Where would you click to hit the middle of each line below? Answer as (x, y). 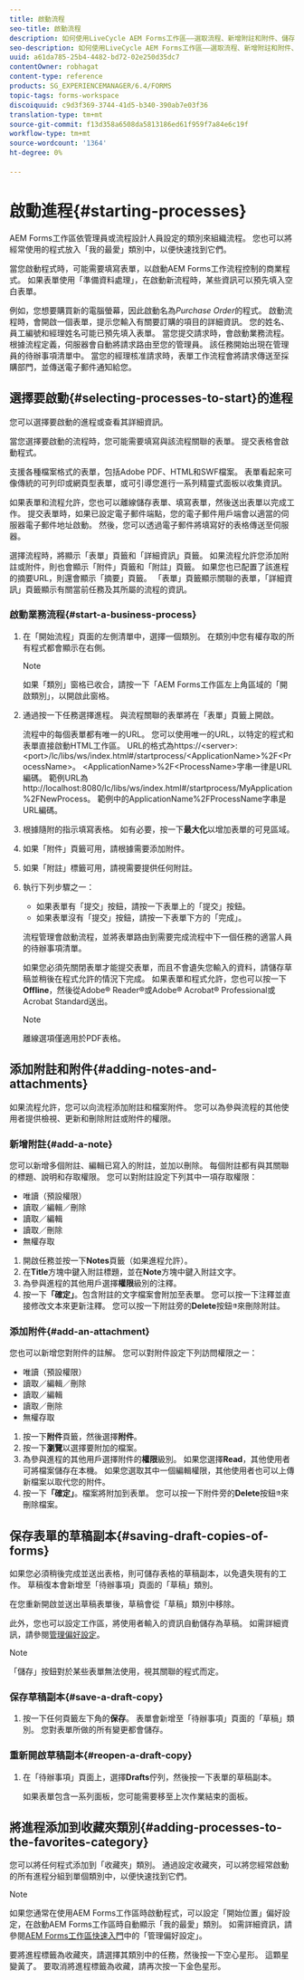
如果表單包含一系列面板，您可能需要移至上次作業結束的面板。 (138, 1796)
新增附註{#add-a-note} (61, 1143)
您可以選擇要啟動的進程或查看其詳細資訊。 (89, 422)
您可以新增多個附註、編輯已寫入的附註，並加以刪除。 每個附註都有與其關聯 (149, 1165)
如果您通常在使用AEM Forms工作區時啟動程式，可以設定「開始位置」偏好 (146, 1913)
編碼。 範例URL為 (55, 778)
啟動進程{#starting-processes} (128, 210)
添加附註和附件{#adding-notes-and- (113, 1070)
